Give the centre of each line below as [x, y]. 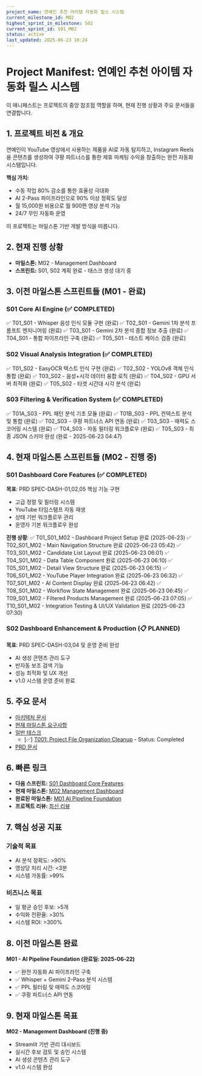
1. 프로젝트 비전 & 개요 [45, 134]
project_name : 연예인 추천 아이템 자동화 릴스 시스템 [65, 12]
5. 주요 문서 [27, 702]
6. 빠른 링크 [27, 768]
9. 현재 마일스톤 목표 [42, 1016]
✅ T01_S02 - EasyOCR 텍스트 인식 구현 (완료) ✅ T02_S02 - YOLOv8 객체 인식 [100, 368]
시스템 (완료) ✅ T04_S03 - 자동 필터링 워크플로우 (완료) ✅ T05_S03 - [105, 428]
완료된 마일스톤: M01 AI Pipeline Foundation [68, 799]
